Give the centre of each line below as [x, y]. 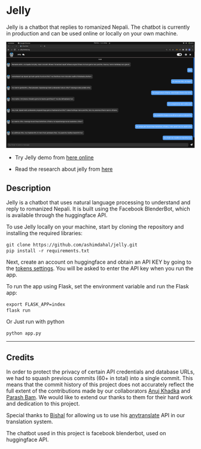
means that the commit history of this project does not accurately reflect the [100, 385]
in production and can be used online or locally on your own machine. [92, 33]
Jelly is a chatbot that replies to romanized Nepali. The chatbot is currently [98, 27]
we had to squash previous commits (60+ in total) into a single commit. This [100, 378]
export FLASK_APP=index [36, 305]
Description [28, 188]
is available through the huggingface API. [57, 215]
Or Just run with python [35, 322]
